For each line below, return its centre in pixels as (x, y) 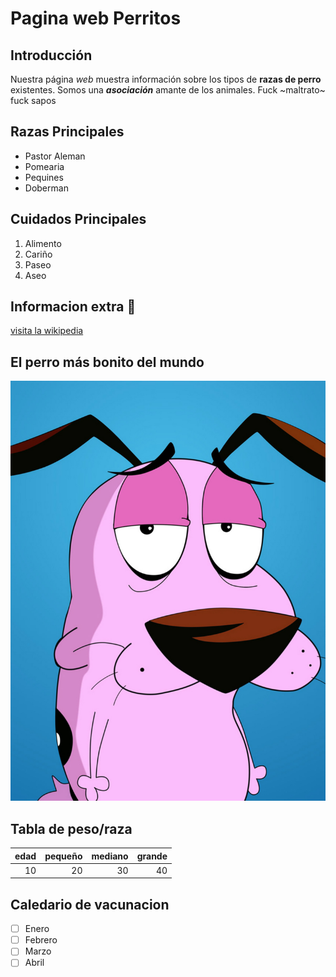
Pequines (44, 177)
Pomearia (44, 166)
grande (152, 856)
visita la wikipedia (47, 331)
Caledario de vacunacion (90, 904)
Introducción (51, 55)
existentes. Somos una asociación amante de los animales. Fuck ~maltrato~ (168, 90)
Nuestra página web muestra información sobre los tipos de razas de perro (166, 79)
